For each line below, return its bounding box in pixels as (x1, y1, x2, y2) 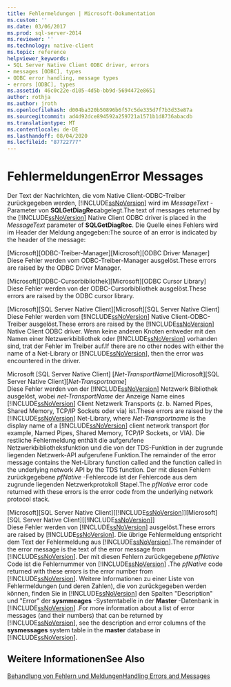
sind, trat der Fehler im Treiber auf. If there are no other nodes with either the (7, 342, 224, 350)
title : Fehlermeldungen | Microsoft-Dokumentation (7, 10, 156, 17)
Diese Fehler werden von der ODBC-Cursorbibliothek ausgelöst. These (7, 284, 207, 293)
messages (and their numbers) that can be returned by (7, 612, 163, 620)
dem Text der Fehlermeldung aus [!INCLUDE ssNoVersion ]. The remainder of (7, 538, 222, 547)
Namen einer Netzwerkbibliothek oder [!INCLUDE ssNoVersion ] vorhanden (7, 335, 218, 343)
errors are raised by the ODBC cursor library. (7, 292, 134, 300)
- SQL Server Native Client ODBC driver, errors (7, 62, 150, 68)
